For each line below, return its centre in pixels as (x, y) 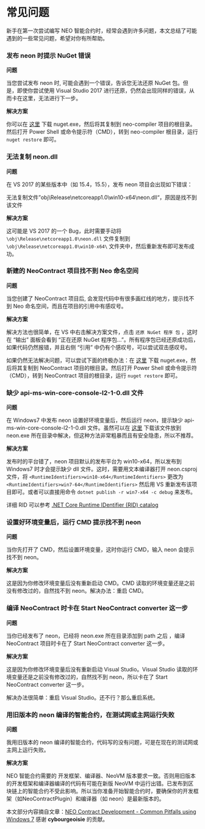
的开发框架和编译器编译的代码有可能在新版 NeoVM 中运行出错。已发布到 (97, 784)
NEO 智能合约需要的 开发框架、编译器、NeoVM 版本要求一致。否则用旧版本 (101, 776)
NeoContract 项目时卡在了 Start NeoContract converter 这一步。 (87, 643)
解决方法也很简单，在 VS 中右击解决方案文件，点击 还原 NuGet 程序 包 (93, 332)
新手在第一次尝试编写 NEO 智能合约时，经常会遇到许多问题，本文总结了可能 (102, 31)
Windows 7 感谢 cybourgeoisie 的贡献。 (57, 819)
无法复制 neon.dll (32, 157)
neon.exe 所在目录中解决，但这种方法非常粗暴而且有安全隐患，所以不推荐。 (102, 436)
